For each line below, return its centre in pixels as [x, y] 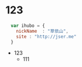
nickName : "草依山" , [42, 31]
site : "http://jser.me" [46, 36]
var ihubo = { [28, 26]
